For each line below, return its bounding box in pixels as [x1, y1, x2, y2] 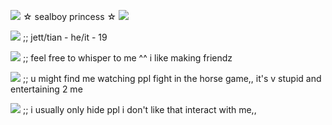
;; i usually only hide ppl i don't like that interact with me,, [22, 104, 257, 115]
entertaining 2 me [10, 83, 83, 95]
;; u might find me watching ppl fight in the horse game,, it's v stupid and [22, 73, 322, 84]
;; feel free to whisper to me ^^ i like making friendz [22, 52, 233, 64]
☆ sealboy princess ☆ [22, 11, 117, 22]
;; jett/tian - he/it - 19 [22, 31, 108, 43]
